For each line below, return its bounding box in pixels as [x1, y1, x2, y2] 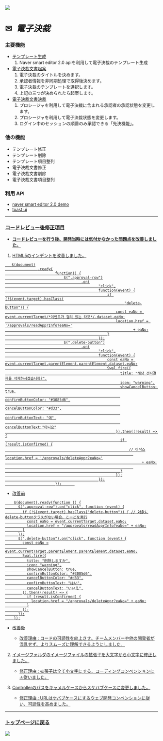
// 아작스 [129, 447, 146, 452]
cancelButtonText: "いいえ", [26, 586, 83, 591]
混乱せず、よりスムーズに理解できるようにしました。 [19, 641, 125, 647]
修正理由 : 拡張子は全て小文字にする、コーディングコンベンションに [19, 668, 155, 674]
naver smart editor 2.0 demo [12, 201, 69, 207]
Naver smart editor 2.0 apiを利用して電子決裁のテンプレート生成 [19, 60, 148, 65]
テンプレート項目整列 [12, 158, 55, 164]
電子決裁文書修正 [12, 164, 47, 170]
